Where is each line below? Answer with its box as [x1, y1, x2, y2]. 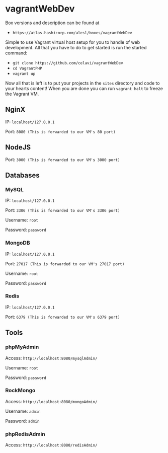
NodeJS [5, 143, 31, 152]
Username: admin [5, 408, 41, 414]
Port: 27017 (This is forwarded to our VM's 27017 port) [5, 260, 125, 267]
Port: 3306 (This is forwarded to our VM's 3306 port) [5, 207, 120, 213]
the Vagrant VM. [5, 91, 39, 97]
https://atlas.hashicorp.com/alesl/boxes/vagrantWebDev [12, 30, 132, 35]
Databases [5, 171, 40, 179]
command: [5, 50, 28, 56]
